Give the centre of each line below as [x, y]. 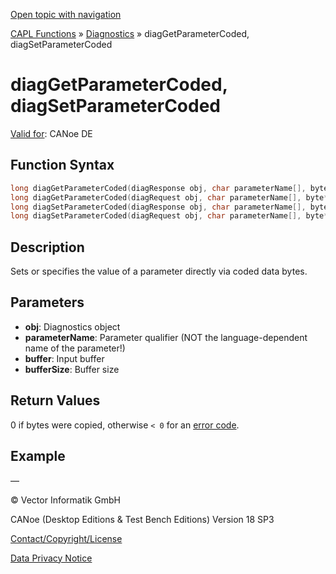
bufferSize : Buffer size [72, 369]
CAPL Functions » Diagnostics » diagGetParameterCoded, [130, 33]
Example [38, 456]
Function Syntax [62, 165]
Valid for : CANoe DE [51, 133]
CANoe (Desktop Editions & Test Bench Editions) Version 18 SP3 [142, 519]
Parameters [47, 302]
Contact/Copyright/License [66, 538]
